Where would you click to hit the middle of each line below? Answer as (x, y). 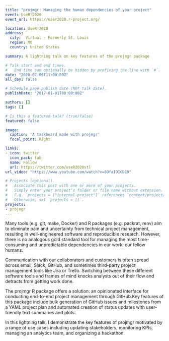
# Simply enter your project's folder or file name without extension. (84, 190)
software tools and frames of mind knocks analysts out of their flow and (80, 276)
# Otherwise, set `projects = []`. (45, 200)
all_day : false (21, 79)
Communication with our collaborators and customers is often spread (77, 260)
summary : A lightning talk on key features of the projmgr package (77, 56)
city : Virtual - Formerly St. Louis (49, 38)
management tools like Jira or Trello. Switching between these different (79, 271)
